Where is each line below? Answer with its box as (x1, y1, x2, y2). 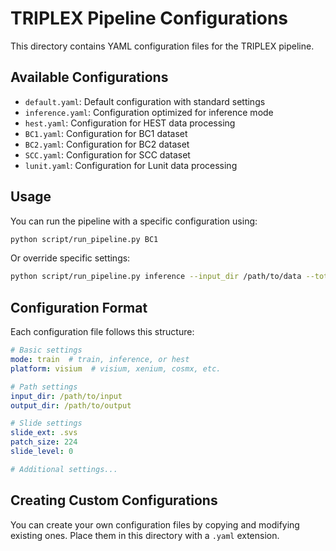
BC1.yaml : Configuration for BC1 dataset (24, 127, 188, 139)
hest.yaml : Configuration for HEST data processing (24, 117, 236, 129)
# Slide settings (10, 418, 83, 429)
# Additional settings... (10, 464, 118, 474)
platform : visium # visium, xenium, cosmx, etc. (10, 363, 222, 374)
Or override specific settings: (10, 252, 131, 264)
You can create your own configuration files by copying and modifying (10, 518, 300, 531)
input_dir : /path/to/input (10, 391, 123, 401)
